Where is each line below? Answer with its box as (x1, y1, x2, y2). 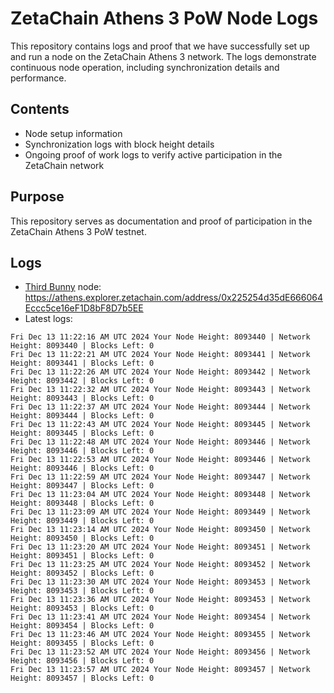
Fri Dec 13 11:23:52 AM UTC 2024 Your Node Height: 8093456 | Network (10, 647, 311, 657)
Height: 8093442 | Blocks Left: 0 (10, 376, 155, 386)
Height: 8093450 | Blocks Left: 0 (10, 533, 155, 544)
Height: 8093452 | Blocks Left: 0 (10, 568, 155, 579)
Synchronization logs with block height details (24, 138, 215, 150)
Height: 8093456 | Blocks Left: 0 (10, 656, 155, 666)
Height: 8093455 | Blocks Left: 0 (10, 638, 155, 649)
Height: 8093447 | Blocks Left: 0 (10, 481, 155, 491)
